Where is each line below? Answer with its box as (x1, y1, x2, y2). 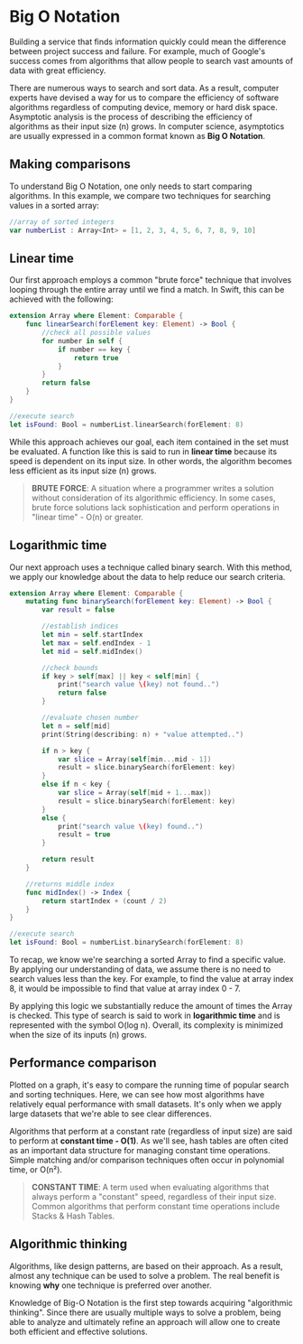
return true (73, 353, 119, 362)
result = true (57, 830, 111, 839)
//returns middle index (25, 879, 115, 889)
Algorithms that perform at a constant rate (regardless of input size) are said (9, 1125, 293, 1136)
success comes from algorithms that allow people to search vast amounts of (9, 55, 294, 66)
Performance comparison (9, 1055, 157, 1071)
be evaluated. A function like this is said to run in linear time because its (9, 445, 278, 457)
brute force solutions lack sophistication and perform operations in (31, 501, 280, 512)
